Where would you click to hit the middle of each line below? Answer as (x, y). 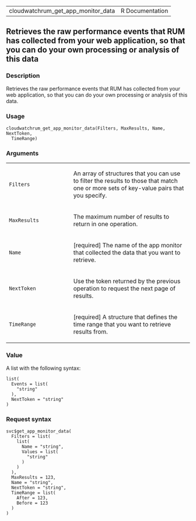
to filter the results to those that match (125, 181)
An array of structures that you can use (127, 173)
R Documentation (144, 11)
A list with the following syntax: (43, 368)
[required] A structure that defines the (125, 317)
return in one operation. (106, 224)
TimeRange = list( (34, 493)
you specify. (90, 196)
